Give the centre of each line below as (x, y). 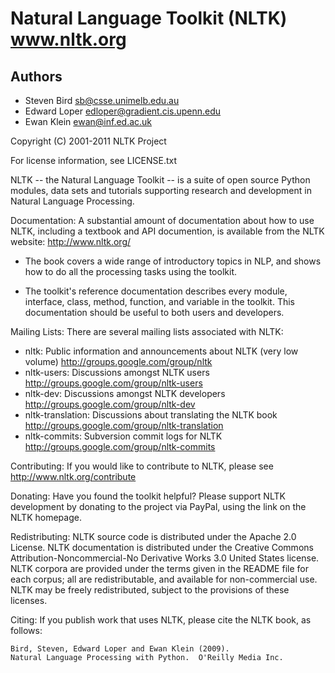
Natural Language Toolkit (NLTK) (149, 18)
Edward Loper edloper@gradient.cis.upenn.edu (123, 111)
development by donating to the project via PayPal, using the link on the (158, 506)
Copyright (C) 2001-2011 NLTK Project (88, 141)
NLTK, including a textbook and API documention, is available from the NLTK (167, 231)
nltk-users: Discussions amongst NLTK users (117, 372)
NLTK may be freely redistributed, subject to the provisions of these (150, 590)
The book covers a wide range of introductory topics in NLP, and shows (173, 261)
